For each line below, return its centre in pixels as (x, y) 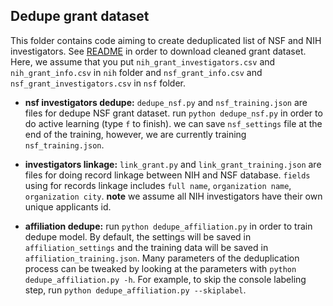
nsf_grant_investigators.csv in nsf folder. (98, 83)
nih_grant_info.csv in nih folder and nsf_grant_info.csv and (136, 72)
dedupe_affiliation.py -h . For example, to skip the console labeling (165, 279)
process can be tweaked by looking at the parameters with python (160, 268)
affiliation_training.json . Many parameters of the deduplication (162, 258)
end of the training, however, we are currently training (135, 134)
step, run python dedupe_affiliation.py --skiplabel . (135, 290)
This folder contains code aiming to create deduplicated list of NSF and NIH (166, 40)
